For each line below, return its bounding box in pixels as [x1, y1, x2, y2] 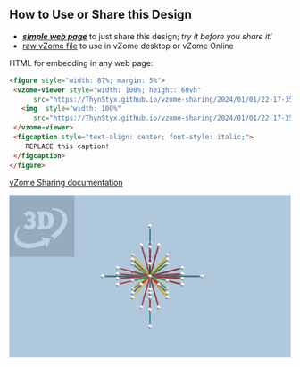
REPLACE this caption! [25, 142, 110, 151]
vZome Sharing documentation [9, 177, 123, 188]
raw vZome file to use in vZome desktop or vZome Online [21, 40, 234, 51]
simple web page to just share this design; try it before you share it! [21, 30, 272, 41]
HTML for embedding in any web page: [9, 57, 154, 68]
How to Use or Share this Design [9, 7, 192, 22]
